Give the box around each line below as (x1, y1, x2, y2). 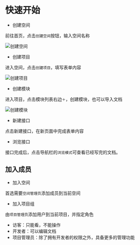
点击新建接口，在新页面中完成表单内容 (5, 128, 84, 134)
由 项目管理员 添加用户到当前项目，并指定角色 (5, 211, 94, 217)
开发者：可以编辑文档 (12, 228, 56, 234)
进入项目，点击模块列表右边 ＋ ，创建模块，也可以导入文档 (5, 96, 123, 102)
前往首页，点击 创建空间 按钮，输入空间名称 (5, 32, 90, 38)
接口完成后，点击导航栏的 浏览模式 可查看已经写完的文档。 (5, 149, 121, 155)
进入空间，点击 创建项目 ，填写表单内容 (5, 64, 81, 70)
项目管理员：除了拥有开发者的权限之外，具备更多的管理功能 (12, 234, 135, 240)
